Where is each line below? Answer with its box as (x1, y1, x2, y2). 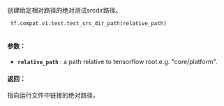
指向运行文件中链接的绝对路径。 (7, 91, 99, 100)
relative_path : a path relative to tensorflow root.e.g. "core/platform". (17, 58, 218, 66)
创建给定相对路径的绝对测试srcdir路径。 (7, 6, 122, 14)
